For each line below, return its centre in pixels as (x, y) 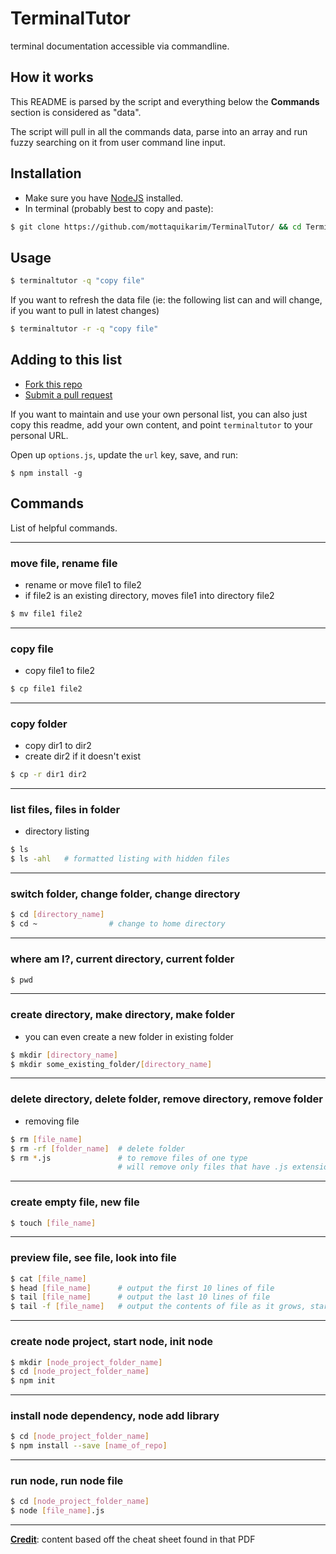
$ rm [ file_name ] (46, 1139)
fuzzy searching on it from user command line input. (118, 142)
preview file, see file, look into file (93, 1258)
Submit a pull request (68, 394)
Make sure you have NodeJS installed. (104, 198)
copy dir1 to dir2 (58, 746)
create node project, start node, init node (112, 1342)
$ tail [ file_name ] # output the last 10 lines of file (140, 1297)
